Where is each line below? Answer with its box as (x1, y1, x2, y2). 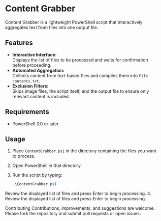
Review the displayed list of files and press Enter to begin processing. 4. (5, 191, 152, 196)
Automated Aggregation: (12, 67, 65, 73)
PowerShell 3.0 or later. (12, 121, 60, 127)
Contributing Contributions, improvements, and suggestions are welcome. (5, 205, 155, 211)
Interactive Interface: (12, 52, 57, 57)
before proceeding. (12, 62, 52, 68)
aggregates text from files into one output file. (5, 24, 98, 30)
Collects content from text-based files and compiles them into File (12, 72, 148, 79)
